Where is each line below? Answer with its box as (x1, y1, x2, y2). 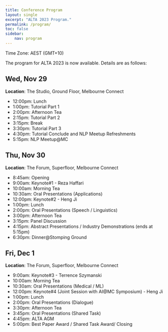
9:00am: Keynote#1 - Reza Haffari (12, 180, 84, 186)
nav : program (14, 36, 42, 41)
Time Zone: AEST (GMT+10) (5, 50, 64, 56)
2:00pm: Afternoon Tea (12, 109, 62, 115)
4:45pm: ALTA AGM (12, 316, 54, 322)
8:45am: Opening (12, 174, 49, 180)
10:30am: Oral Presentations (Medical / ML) (12, 283, 104, 289)
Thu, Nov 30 (5, 151, 46, 160)
